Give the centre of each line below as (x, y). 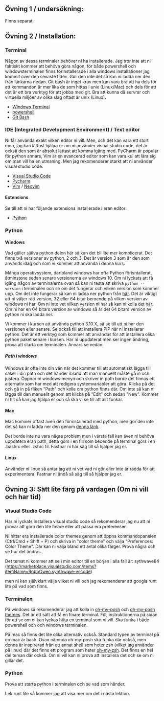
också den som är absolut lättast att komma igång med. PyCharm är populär (82, 151)
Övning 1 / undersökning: (44, 9)
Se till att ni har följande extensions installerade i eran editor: (66, 208)
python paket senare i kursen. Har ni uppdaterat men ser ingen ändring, (77, 339)
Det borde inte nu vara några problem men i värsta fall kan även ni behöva (80, 436)
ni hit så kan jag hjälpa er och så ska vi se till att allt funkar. (64, 400)
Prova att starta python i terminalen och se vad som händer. (65, 684)
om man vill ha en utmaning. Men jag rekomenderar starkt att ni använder (79, 161)
